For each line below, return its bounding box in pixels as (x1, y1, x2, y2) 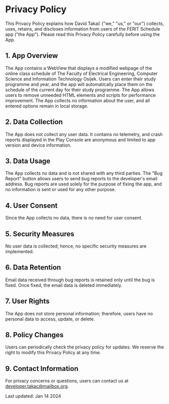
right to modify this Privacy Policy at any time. (5, 349, 102, 356)
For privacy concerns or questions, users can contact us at (5, 378, 129, 384)
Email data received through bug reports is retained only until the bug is (5, 277, 155, 283)
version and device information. (5, 142, 72, 148)
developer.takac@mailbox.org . (5, 383, 70, 389)
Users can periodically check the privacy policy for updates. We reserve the (5, 344, 164, 350)
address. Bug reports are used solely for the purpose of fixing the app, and (5, 181, 162, 187)
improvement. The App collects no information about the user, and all (5, 97, 150, 103)
